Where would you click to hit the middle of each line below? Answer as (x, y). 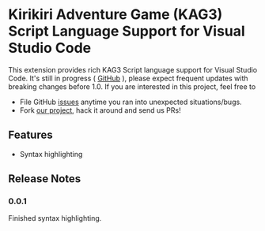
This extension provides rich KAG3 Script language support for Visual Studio (133, 69)
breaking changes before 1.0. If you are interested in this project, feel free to (132, 86)
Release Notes (45, 179)
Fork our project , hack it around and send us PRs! (100, 110)
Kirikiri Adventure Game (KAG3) (115, 15)
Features (30, 135)
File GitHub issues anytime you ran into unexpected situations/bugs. (131, 102)
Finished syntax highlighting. (55, 218)
